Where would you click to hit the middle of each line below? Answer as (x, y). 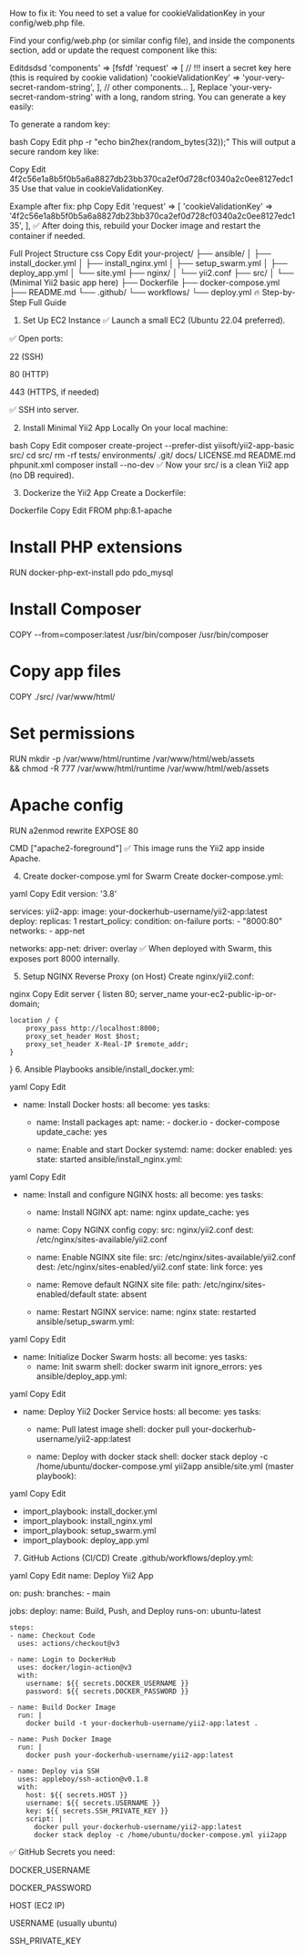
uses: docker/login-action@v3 (75, 1667)
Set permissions (72, 734)
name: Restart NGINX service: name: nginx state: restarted (146, 1311)
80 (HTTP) (30, 374)
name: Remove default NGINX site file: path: (119, 1284)
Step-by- (279, 292)
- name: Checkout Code (52, 1635)
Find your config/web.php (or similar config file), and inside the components (152, 41)
